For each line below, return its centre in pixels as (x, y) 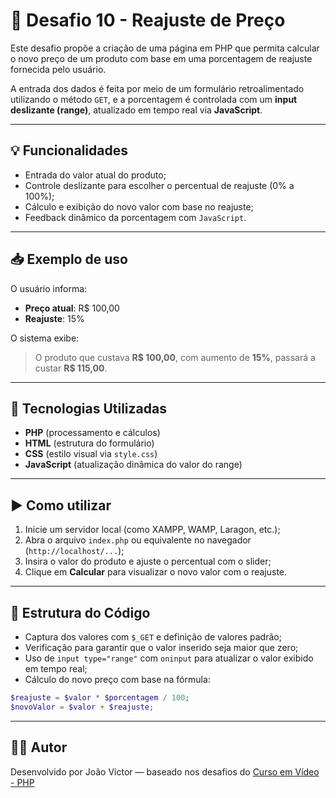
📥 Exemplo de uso (69, 259)
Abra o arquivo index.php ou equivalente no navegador (138, 540)
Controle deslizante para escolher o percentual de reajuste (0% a (159, 185)
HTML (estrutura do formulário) (89, 443)
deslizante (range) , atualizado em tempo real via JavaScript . (136, 110)
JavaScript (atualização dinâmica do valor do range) (133, 465)
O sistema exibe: (45, 338)
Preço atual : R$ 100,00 (72, 308)
